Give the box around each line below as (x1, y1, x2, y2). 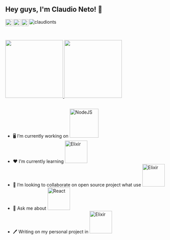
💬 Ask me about (12, 205, 47, 211)
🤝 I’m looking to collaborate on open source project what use (12, 181, 141, 188)
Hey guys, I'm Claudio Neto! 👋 (5, 5, 102, 14)
